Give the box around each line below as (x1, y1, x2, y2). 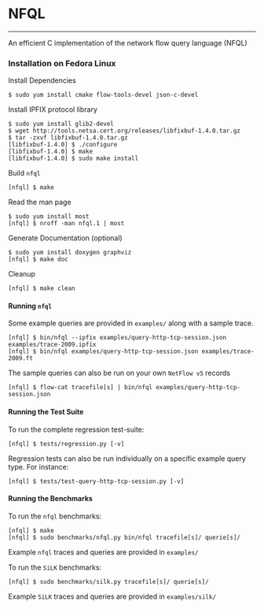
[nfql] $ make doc (8, 255, 68, 264)
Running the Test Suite (8, 407, 84, 417)
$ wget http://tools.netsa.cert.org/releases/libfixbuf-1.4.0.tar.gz (8, 127, 241, 135)
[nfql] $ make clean (8, 284, 76, 292)
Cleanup (8, 269, 35, 279)
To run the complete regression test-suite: (8, 425, 145, 434)
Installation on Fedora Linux (8, 58, 116, 69)
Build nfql (8, 169, 41, 178)
